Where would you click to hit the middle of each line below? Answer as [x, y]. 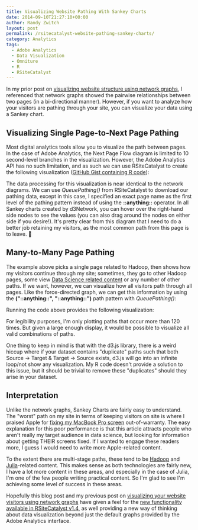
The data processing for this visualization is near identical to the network [95, 184]
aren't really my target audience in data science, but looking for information [98, 435]
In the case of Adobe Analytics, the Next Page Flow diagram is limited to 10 [98, 153]
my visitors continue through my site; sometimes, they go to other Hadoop [97, 273]
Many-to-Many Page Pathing [61, 253]
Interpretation [32, 395]
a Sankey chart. [25, 114]
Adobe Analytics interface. [38, 521]
